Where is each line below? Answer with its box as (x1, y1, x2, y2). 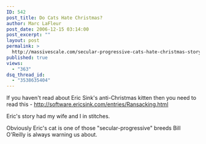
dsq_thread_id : (6, 72, 45, 78)
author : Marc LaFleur (6, 20, 62, 26)
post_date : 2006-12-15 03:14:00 (6, 26, 89, 32)
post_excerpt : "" (6, 32, 51, 38)
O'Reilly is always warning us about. (6, 131, 97, 138)
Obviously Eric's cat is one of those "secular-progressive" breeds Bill (6, 124, 181, 132)
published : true (6, 55, 48, 61)
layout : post (6, 37, 40, 44)
